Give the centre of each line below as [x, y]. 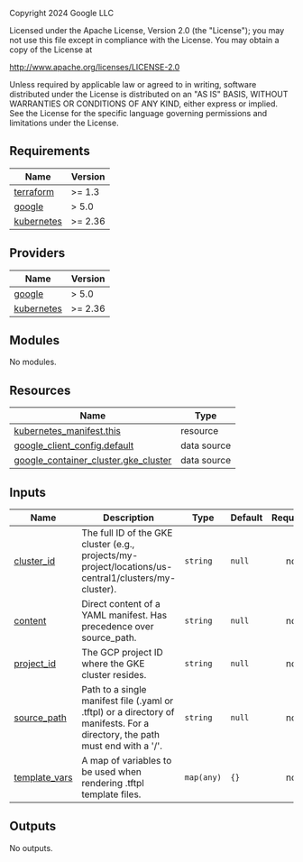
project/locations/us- [127, 567]
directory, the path [120, 735]
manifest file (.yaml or [127, 701]
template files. [111, 794]
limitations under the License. [64, 123]
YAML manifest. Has [124, 615]
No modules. [33, 362]
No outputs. [31, 848]
